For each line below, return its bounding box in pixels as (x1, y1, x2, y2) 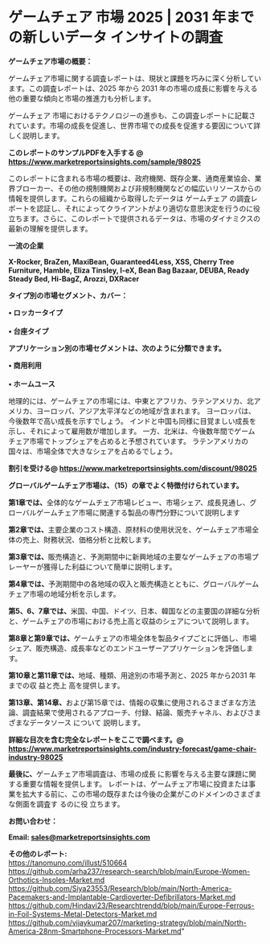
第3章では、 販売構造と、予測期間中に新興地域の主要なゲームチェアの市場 (8, 552, 252, 561)
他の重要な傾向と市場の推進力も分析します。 (8, 93, 156, 103)
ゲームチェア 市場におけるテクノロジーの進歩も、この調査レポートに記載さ (8, 110, 256, 120)
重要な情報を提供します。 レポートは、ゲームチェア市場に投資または (22, 778, 249, 789)
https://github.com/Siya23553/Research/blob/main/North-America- (8, 883, 232, 893)
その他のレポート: (8, 848, 67, 858)
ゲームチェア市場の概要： (8, 56, 93, 66)
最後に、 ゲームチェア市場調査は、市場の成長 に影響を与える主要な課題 (8, 769, 243, 778)
